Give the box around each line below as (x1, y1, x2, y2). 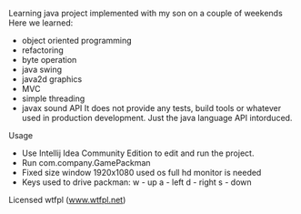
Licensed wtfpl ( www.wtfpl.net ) (8, 195, 126, 205)
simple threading (21, 93, 85, 104)
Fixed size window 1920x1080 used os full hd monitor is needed (21, 168, 262, 178)
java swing (21, 64, 63, 75)
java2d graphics (21, 74, 83, 85)
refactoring (21, 45, 65, 56)
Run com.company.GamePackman (21, 158, 151, 168)
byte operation (21, 55, 77, 65)
